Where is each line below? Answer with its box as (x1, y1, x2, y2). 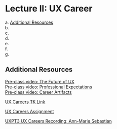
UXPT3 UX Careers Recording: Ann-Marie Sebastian (5, 118, 112, 124)
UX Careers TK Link (5, 99, 45, 105)
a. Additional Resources (5, 19, 53, 25)
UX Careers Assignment (5, 108, 54, 114)
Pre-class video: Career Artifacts (5, 89, 72, 95)
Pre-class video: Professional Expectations (5, 84, 92, 90)
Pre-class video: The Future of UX (5, 78, 75, 84)
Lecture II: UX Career (5, 3, 93, 14)
